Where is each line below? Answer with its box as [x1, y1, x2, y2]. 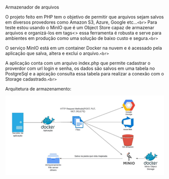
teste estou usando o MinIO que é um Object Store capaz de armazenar [5, 25, 155, 30]
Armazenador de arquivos [5, 4, 60, 10]
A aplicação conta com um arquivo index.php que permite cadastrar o [5, 60, 151, 66]
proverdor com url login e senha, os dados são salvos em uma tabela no [5, 65, 155, 71]
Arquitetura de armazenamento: [5, 86, 72, 92]
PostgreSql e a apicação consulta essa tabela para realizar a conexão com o [5, 71, 164, 76]
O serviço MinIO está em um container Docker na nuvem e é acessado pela [5, 45, 162, 51]
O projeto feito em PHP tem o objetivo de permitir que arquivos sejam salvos [5, 14, 164, 20]
